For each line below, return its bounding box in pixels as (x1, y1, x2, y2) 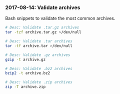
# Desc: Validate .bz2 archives (5, 66, 72, 71)
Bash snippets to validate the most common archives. (5, 15, 115, 21)
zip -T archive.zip (5, 84, 46, 89)
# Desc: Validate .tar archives (5, 39, 72, 44)
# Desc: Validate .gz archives (5, 52, 70, 57)
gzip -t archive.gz (5, 57, 46, 62)
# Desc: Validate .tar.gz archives (5, 25, 79, 30)
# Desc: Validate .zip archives (5, 79, 72, 85)
